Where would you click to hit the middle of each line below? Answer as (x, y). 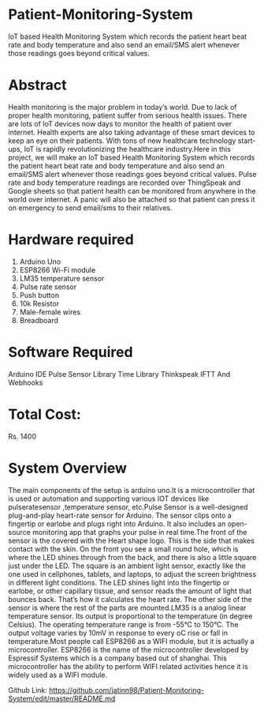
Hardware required (71, 240)
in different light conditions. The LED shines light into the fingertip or (119, 582)
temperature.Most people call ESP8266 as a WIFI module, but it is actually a (131, 641)
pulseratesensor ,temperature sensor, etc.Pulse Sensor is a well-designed (128, 506)
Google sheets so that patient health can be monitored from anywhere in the (132, 190)
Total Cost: (45, 414)
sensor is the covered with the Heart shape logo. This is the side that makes (131, 540)
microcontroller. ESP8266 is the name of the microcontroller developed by (128, 649)
